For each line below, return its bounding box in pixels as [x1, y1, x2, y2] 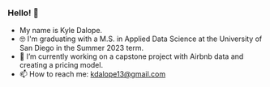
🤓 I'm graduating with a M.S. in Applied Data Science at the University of [19, 34, 263, 43]
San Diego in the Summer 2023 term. [19, 43, 144, 53]
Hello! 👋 [7, 7, 40, 19]
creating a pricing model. [19, 60, 103, 70]
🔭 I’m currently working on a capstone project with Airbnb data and [19, 52, 244, 61]
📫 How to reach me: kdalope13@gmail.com [19, 69, 166, 79]
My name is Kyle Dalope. [19, 26, 103, 35]
